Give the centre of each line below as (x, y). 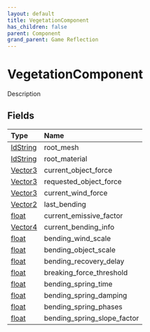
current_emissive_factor (83, 216)
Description (24, 94)
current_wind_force (76, 193)
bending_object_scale (80, 249)
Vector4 (24, 227)
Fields (21, 116)
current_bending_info (79, 227)
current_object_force (78, 170)
